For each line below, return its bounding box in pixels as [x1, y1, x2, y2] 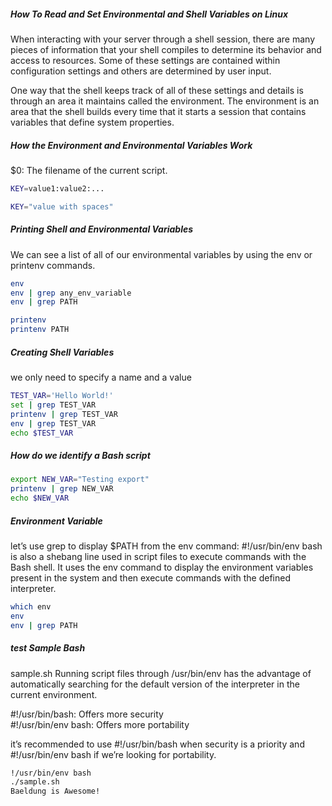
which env [10, 601, 52, 612]
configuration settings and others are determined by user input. [10, 65, 272, 77]
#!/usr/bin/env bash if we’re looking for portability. [10, 748, 217, 760]
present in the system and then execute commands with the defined [10, 571, 292, 584]
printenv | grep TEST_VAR [10, 409, 118, 419]
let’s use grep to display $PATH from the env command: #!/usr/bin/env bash [10, 540, 323, 552]
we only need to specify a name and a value [10, 371, 192, 383]
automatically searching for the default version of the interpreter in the [10, 678, 300, 690]
